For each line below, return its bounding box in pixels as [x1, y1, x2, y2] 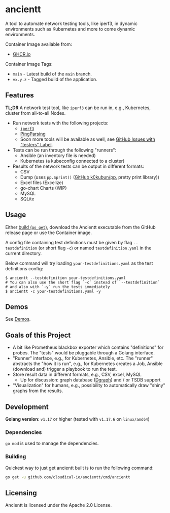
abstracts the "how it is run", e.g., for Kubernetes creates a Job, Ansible [12, 361, 163, 367]
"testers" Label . [20, 141, 53, 147]
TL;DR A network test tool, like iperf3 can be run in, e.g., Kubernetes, [5, 105, 151, 111]
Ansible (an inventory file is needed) [20, 152, 96, 159]
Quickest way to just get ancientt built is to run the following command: [5, 465, 154, 471]
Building [5, 453, 26, 460]
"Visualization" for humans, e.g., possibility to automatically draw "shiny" [12, 382, 166, 389]
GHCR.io [12, 51, 31, 57]
